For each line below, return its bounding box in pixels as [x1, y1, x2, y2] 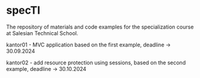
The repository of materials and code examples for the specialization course [6, 23, 194, 30]
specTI [6, 4, 41, 17]
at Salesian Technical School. [6, 29, 79, 36]
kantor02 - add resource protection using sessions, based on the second [6, 59, 186, 66]
